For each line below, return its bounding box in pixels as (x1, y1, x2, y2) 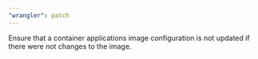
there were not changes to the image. (8, 41, 132, 51)
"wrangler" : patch (8, 11, 69, 20)
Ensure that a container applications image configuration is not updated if (8, 33, 250, 42)
